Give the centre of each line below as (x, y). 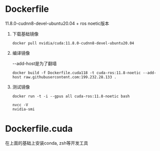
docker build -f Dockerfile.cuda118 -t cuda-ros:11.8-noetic (77, 73)
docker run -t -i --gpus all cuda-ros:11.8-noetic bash (71, 96)
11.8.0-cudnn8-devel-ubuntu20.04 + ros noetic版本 (57, 23)
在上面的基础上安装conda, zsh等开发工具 (47, 143)
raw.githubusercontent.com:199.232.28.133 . (70, 77)
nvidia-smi (23, 109)
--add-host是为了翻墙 (34, 63)
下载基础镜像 (25, 34)
